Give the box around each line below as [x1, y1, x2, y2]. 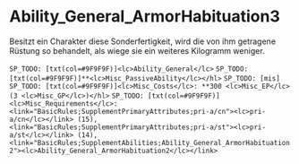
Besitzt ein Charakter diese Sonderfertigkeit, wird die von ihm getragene [9, 36, 276, 47]
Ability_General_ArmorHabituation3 [9, 6, 280, 27]
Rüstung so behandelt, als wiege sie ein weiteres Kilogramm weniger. [9, 45, 266, 56]
